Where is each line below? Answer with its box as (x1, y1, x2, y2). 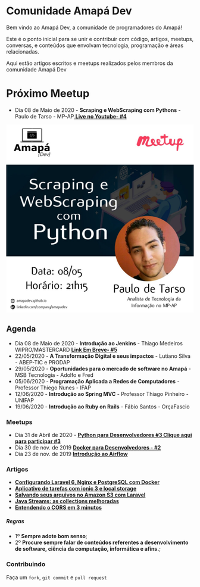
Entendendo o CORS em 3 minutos (14, 504, 102, 511)
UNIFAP (14, 396, 35, 404)
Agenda (6, 324, 36, 334)
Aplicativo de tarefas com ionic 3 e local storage (14, 485, 137, 492)
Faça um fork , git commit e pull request (6, 573, 107, 581)
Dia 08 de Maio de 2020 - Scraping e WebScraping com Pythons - (14, 106, 181, 114)
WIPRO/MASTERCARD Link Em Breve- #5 (14, 346, 118, 353)
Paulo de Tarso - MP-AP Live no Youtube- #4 (14, 113, 127, 120)
